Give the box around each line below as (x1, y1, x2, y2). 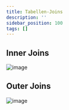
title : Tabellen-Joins (6, 8, 63, 15)
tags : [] (6, 25, 28, 32)
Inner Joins (6, 47, 49, 58)
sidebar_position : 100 (6, 20, 63, 26)
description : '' (6, 14, 47, 20)
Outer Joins (6, 81, 51, 91)
